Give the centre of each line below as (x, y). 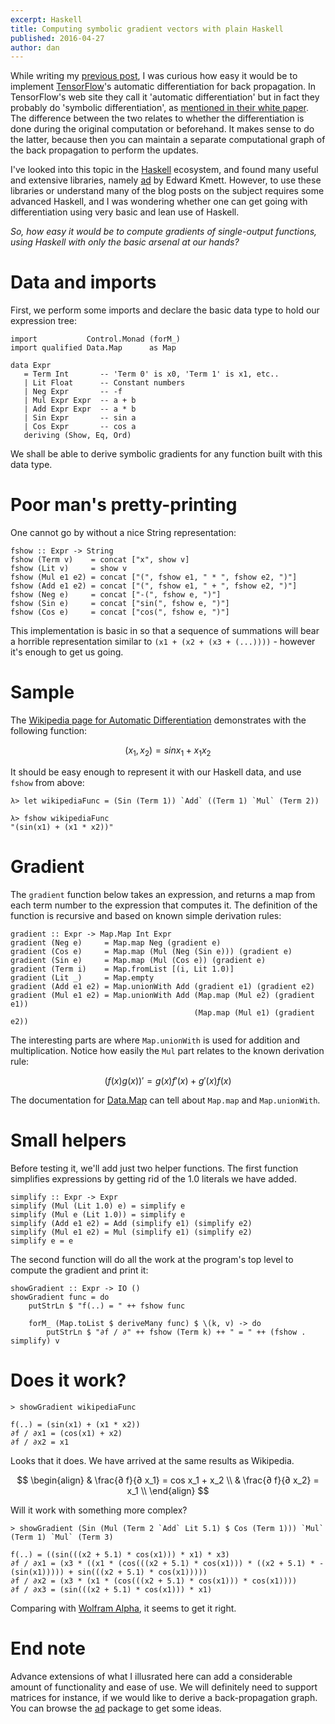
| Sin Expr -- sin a (80, 418)
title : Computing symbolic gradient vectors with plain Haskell (147, 29)
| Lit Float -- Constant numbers (104, 383)
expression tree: (44, 321)
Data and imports (83, 282)
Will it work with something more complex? (99, 1510)
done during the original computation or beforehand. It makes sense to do (162, 129)
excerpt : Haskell (46, 19)
